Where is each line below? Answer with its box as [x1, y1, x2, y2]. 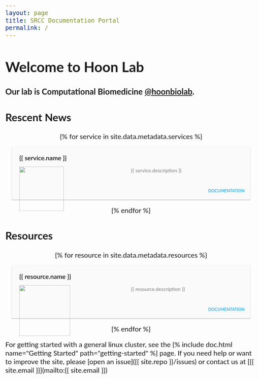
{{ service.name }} [19, 154, 67, 162]
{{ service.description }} [131, 167, 182, 174]
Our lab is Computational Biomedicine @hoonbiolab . [5, 86, 195, 96]
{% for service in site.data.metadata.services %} [59, 132, 203, 141]
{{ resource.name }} [19, 272, 72, 281]
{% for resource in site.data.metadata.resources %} [55, 250, 207, 259]
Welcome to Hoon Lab [5, 58, 144, 76]
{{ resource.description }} [131, 285, 185, 292]
